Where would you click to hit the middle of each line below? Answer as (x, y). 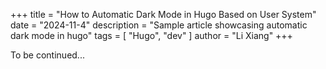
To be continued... (47, 55)
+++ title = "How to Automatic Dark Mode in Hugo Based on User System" (163, 14)
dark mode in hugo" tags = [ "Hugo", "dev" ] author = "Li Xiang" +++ (151, 35)
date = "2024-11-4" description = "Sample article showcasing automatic (159, 25)
